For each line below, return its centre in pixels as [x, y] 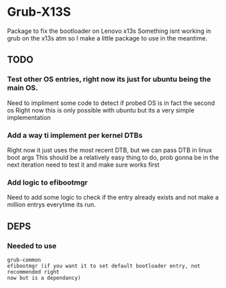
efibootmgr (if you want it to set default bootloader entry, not [104, 266]
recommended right [33, 272]
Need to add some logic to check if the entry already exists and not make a [113, 197]
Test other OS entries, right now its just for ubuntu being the [109, 80]
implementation [29, 117]
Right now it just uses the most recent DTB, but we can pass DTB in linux [110, 150]
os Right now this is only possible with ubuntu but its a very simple [101, 110]
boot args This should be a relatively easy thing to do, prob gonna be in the [113, 157]
